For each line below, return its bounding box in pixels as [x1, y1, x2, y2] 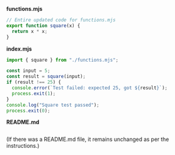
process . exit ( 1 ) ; [12, 90, 56, 96]
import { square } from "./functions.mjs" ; [6, 57, 119, 63]
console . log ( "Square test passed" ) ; [6, 102, 99, 108]
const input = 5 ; [6, 68, 51, 74]
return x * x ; [12, 28, 48, 34]
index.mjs [6, 45, 32, 52]
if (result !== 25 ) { [6, 79, 62, 85]
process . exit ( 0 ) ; [6, 107, 51, 114]
